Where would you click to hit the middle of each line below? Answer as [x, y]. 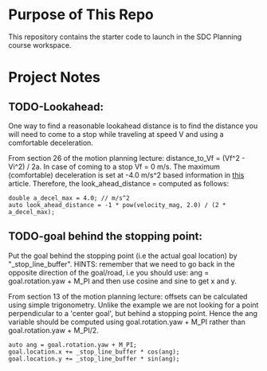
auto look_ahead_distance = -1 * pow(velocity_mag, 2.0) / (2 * [117, 205]
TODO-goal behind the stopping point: [106, 236]
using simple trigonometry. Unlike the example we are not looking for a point [133, 305]
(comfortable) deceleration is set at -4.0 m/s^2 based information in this [126, 175]
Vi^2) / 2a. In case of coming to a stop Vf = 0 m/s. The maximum [114, 166]
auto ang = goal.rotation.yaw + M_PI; [73, 345]
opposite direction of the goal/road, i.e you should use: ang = [109, 272]
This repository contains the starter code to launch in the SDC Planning [125, 37]
